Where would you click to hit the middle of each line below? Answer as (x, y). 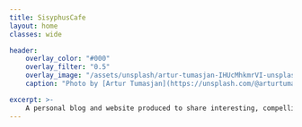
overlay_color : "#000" (68, 59)
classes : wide (36, 34)
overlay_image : (54, 76)
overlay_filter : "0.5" (68, 67)
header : (24, 50)
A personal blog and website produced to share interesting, (142, 108)
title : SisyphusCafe (48, 17)
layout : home (34, 26)
